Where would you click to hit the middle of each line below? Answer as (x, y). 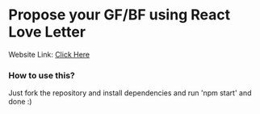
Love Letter (47, 32)
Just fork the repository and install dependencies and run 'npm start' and (130, 93)
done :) (20, 102)
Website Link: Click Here (49, 54)
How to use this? (42, 75)
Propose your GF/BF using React (120, 15)
